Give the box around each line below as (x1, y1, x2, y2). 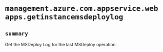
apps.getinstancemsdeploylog (5, 13, 123, 22)
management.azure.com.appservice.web (5, 4, 159, 13)
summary (5, 30, 28, 37)
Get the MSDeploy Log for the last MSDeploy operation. (5, 42, 117, 47)
